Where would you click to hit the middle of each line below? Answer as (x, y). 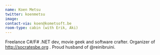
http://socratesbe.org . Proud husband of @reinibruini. (60, 47)
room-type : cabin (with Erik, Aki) (42, 28)
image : (12, 19)
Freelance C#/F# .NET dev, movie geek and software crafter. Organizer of (80, 42)
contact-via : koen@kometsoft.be (38, 23)
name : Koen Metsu (23, 10)
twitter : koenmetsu (25, 14)
